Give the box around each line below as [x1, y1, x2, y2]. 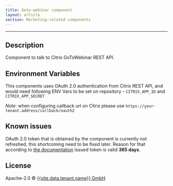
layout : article [5, 12, 40, 17]
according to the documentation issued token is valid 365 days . [5, 147, 141, 153]
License [5, 161, 31, 170]
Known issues [5, 122, 52, 131]
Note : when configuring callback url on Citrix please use [5, 103, 125, 109]
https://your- [125, 104, 156, 109]
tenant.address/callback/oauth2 [5, 108, 75, 113]
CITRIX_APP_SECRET [5, 94, 45, 99]
